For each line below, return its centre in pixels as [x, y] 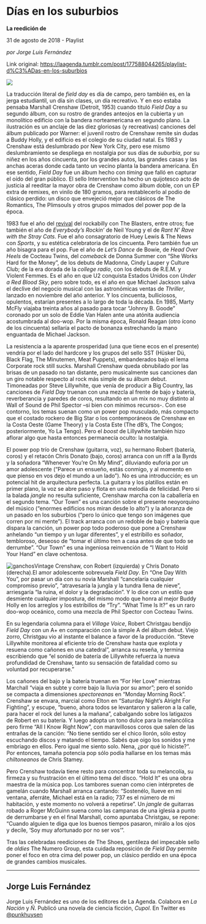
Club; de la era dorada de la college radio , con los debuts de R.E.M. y [94, 269]
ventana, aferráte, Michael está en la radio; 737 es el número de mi [91, 797]
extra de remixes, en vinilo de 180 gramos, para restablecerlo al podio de [98, 192]
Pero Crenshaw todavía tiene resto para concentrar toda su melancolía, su [100, 771]
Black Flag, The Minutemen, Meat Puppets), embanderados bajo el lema [97, 359]
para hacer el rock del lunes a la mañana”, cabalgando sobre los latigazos [99, 713]
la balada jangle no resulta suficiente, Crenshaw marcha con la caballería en [103, 495]
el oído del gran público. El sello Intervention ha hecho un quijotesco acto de [103, 179]
